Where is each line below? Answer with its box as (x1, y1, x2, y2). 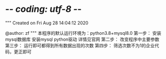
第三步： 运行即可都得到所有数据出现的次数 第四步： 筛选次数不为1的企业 (5, 42, 155, 48)
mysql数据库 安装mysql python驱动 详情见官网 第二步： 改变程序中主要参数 (5, 36, 160, 42)
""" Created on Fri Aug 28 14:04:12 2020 (5, 20, 89, 26)
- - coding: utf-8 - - (5, 3, 82, 15)
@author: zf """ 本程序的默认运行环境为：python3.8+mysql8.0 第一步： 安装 (5, 30, 162, 36)
